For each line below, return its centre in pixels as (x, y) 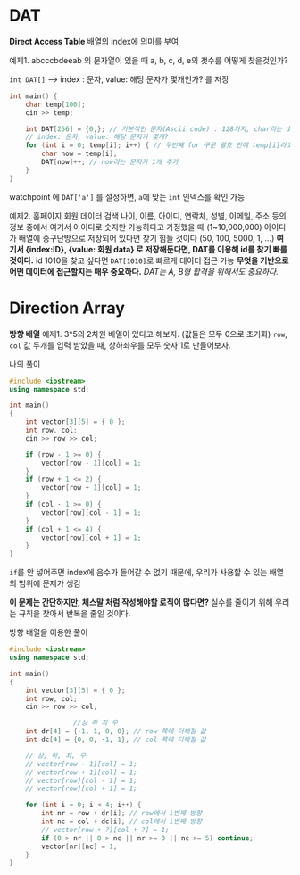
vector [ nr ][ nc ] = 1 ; (79, 846)
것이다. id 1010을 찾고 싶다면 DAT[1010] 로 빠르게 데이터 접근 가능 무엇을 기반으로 (149, 260)
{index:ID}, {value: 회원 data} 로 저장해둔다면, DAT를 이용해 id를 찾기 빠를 (156, 249)
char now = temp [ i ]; (79, 154)
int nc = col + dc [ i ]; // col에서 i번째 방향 (122, 821)
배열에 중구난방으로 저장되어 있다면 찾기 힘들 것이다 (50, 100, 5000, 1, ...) (146, 238)
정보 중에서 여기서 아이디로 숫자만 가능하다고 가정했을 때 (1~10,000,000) (136, 227)
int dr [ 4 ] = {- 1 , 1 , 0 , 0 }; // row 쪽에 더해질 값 (116, 731)
